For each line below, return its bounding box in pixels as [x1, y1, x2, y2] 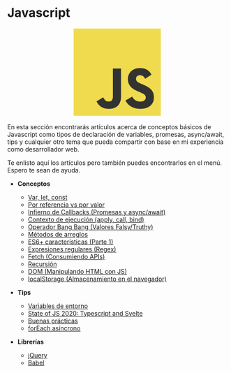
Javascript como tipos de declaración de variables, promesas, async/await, [7, 130, 225, 138]
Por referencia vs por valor [27, 200, 105, 209]
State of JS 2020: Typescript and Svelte [27, 309, 143, 317]
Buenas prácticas [27, 316, 78, 325]
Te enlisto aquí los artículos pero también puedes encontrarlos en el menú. [7, 159, 222, 167]
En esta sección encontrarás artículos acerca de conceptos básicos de [7, 122, 211, 131]
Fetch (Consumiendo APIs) [27, 252, 105, 261]
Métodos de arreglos [27, 230, 89, 238]
